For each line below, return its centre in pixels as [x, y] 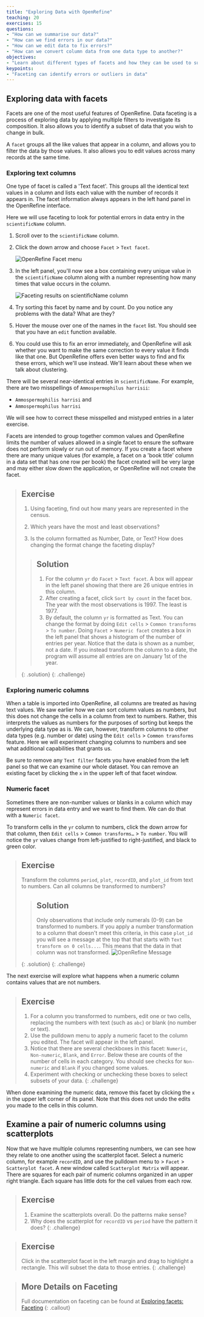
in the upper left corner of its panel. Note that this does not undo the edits [98, 1099]
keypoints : [20, 68]
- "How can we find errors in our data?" [59, 40]
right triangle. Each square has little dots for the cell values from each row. [99, 1181]
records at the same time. [38, 157]
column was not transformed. [73, 953]
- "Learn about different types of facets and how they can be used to [99, 63]
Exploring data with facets [57, 99]
